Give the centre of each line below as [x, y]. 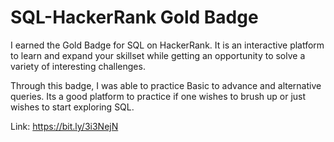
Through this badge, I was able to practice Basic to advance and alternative [166, 85]
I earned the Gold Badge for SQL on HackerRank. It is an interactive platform [167, 45]
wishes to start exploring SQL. [72, 107]
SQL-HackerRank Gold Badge [134, 17]
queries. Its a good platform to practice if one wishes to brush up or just [158, 96]
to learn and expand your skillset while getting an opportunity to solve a [158, 55]
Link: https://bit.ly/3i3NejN [64, 126]
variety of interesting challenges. [78, 66]
